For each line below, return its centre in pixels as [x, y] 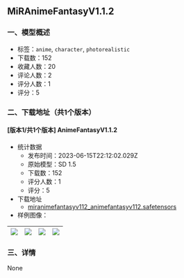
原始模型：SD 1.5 [52, 164]
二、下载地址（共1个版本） [51, 112]
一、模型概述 [29, 33]
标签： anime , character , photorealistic [74, 49]
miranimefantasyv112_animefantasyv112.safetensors [102, 206]
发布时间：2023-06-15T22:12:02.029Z [83, 155]
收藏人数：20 [36, 66]
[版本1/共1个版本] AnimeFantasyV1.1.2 [62, 130]
